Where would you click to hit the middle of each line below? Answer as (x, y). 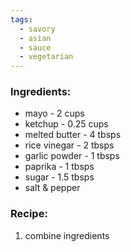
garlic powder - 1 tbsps (72, 156)
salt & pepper (52, 188)
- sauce (35, 47)
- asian (35, 38)
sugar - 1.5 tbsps (59, 177)
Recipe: (29, 214)
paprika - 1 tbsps (59, 167)
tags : (21, 19)
